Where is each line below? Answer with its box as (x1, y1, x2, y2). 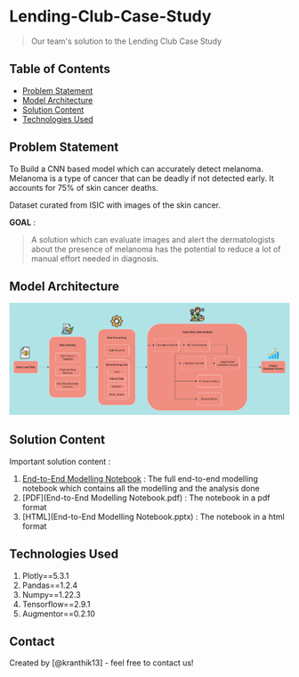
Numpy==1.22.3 (21, 589, 82, 599)
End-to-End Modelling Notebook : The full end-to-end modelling (21, 473, 258, 483)
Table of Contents (9, 62, 111, 77)
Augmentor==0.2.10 (21, 608, 96, 619)
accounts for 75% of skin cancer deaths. (9, 182, 158, 193)
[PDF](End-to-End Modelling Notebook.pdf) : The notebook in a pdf (21, 492, 271, 503)
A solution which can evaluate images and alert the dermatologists (30, 234, 276, 244)
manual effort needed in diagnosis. (30, 252, 159, 264)
